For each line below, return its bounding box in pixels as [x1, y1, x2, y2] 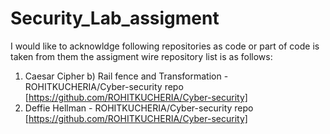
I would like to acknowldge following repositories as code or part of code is [10, 40, 320, 52]
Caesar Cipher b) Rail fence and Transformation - [24, 70, 229, 82]
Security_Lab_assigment [10, 7, 220, 30]
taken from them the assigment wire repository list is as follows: [10, 50, 273, 62]
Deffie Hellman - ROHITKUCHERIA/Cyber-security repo [24, 102, 254, 114]
